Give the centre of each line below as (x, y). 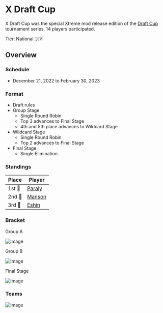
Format (15, 94)
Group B (14, 251)
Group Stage (26, 110)
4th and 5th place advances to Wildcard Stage (69, 126)
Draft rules (24, 105)
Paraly (35, 188)
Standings (18, 166)
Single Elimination (39, 153)
